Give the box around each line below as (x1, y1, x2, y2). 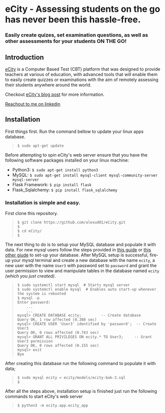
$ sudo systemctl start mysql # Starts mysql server (17, 283, 130, 288)
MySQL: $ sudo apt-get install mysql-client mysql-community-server (12, 172, 158, 178)
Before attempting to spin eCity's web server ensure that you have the (5, 152, 148, 158)
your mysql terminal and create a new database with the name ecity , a (11, 257, 155, 263)
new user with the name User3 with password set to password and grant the (5, 263, 157, 269)
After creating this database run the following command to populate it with (5, 361, 156, 367)
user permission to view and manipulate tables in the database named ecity (5, 268, 160, 274)
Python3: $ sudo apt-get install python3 (12, 166, 99, 172)
